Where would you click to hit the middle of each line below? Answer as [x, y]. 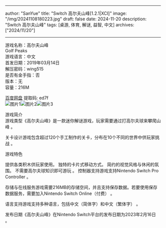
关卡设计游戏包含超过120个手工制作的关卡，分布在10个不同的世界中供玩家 [80, 137]
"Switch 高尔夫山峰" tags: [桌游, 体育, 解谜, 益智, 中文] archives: [70, 25]
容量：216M [17, 87]
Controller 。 [18, 177]
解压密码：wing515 [24, 69]
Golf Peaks [16, 51]
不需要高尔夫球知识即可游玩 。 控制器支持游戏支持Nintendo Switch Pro [87, 171]
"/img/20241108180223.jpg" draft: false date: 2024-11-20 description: [76, 19]
